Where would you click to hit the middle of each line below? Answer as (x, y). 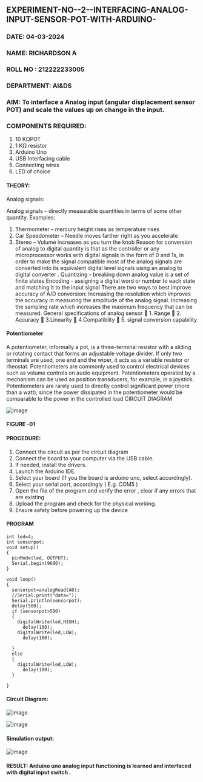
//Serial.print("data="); (45, 595)
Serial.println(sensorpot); (47, 600)
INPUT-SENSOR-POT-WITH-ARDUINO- (81, 20)
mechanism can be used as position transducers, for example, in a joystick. (100, 379)
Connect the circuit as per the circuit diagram (72, 452)
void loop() (21, 579)
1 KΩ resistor (31, 146)
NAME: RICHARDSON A (42, 53)
